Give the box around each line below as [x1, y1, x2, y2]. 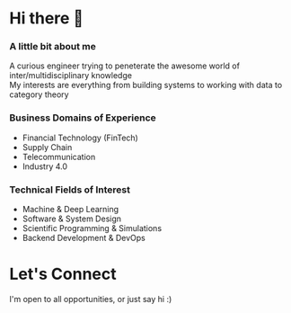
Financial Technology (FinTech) [22, 132, 139, 143]
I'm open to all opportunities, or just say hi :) [9, 294, 172, 305]
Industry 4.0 [22, 161, 68, 172]
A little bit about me [9, 40, 97, 53]
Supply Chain [22, 141, 73, 152]
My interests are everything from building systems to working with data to [9, 80, 283, 91]
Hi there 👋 [9, 8, 84, 29]
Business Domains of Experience [9, 112, 157, 124]
